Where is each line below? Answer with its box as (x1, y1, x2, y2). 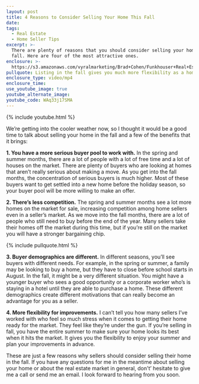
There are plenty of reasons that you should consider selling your (11, 48, 184, 53)
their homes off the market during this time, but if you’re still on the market (6, 224, 188, 231)
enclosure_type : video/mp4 (6, 75, 73, 81)
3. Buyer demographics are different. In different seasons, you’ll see (6, 253, 175, 260)
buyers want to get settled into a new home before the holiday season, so (6, 181, 185, 188)
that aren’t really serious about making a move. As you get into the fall (6, 168, 176, 175)
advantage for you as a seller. (6, 297, 79, 304)
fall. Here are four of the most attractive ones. (11, 53, 139, 59)
